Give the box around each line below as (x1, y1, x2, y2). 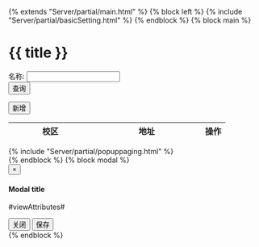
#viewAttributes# (8, 202, 65, 212)
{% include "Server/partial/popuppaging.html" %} (8, 146, 174, 156)
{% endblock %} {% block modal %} (8, 155, 131, 165)
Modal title (8, 184, 45, 194)
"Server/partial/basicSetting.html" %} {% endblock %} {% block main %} (8, 15, 252, 25)
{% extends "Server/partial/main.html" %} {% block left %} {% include (8, 7, 243, 16)
